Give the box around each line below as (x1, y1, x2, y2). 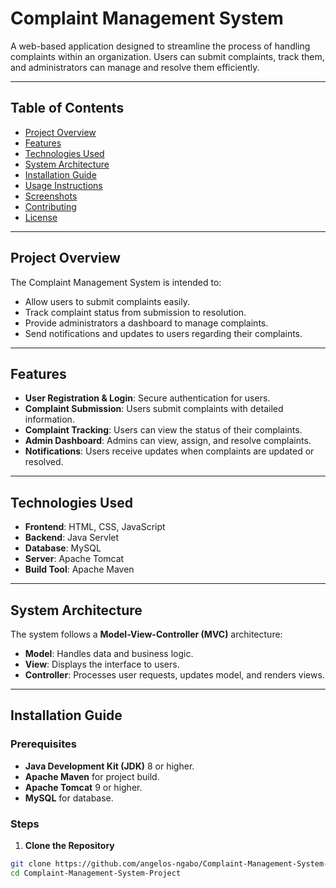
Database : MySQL (24, 542, 102, 554)
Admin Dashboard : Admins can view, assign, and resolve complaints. (24, 435, 312, 447)
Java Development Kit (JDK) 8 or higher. (24, 760, 195, 772)
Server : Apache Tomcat (24, 553, 125, 565)
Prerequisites (10, 737, 77, 751)
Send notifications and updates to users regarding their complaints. (24, 327, 303, 339)
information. (24, 413, 75, 426)
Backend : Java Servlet (24, 532, 120, 544)
